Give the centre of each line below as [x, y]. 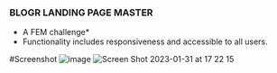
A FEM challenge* [56, 32]
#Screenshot [33, 59]
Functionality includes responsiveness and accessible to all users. [145, 41]
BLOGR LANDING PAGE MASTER [81, 13]
